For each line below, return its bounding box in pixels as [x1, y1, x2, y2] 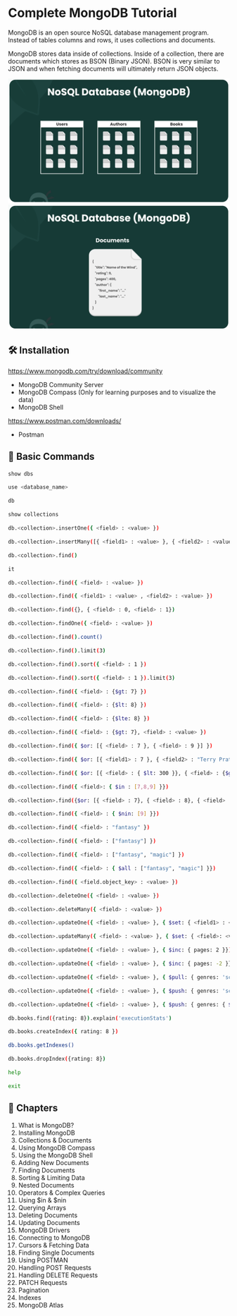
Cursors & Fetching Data [18, 1241, 90, 1249]
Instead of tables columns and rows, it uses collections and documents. [8, 35, 216, 44]
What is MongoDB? [18, 1121, 75, 1129]
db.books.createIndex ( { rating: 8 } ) [8, 1028, 119, 1035]
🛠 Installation [8, 344, 70, 357]
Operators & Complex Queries [18, 1188, 105, 1197]
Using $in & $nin [18, 1195, 67, 1204]
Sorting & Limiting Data [18, 1173, 85, 1182]
